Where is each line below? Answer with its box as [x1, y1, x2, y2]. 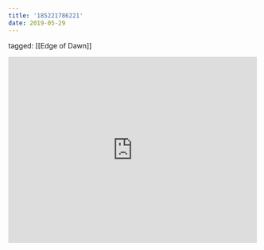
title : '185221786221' [8, 11, 83, 20]
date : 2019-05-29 [8, 19, 66, 27]
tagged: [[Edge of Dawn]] [8, 40, 92, 50]
